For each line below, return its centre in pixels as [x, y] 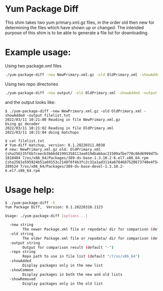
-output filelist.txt [48, 115]
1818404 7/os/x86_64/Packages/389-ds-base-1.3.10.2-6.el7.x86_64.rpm [77, 158]
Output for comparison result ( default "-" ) [68, 247]
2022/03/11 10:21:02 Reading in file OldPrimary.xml [59, 128]
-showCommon [22, 270]
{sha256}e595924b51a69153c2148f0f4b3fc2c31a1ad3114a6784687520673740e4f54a [83, 162]
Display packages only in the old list [63, 283]
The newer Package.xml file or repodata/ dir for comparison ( [88, 229]
